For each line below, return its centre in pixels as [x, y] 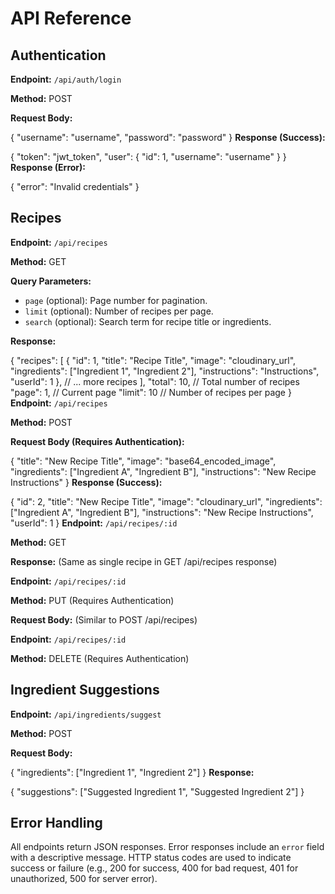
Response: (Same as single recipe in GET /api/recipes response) [144, 561]
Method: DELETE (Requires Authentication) [100, 658]
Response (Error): [48, 167]
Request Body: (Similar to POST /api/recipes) [104, 619]
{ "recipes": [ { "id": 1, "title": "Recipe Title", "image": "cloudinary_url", [153, 360]
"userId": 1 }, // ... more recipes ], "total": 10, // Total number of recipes [155, 381]
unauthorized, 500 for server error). [84, 879]
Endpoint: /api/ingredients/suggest [86, 714]
